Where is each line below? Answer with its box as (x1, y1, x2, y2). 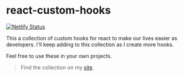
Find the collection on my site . (20, 63, 95, 71)
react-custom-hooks (6, 4, 111, 17)
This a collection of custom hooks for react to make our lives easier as (6, 34, 178, 41)
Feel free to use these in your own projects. (6, 52, 113, 59)
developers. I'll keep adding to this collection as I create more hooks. (6, 41, 174, 48)
